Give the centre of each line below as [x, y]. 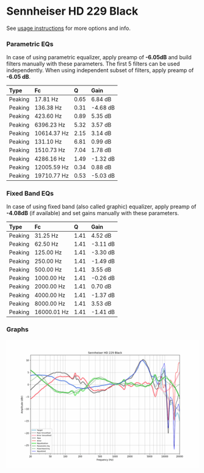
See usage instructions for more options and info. [69, 28]
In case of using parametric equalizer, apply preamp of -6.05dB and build [99, 57]
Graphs [17, 329]
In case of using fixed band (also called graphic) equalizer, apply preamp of [101, 207]
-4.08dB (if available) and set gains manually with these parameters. [93, 213]
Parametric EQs [30, 44]
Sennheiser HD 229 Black [72, 11]
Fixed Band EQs [30, 193]
